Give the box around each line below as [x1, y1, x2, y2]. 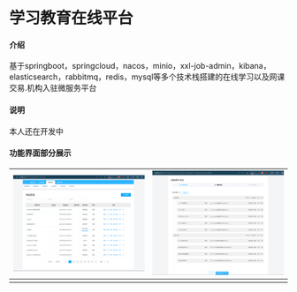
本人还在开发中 [9, 125, 64, 137]
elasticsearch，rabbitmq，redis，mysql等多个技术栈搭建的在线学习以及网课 [9, 71, 286, 82]
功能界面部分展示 [9, 147, 72, 159]
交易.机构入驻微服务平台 [9, 83, 97, 94]
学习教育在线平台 [9, 8, 134, 28]
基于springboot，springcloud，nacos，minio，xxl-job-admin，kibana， [9, 61, 271, 71]
